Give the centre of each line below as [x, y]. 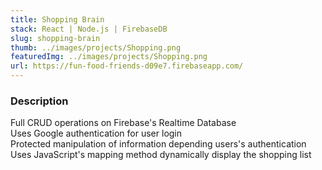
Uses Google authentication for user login [96, 133]
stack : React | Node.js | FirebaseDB [89, 29]
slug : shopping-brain [55, 38]
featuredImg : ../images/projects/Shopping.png [109, 57]
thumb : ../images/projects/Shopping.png [96, 47]
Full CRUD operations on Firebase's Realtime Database [123, 123]
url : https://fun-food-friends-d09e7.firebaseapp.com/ [127, 66]
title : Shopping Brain [57, 19]
